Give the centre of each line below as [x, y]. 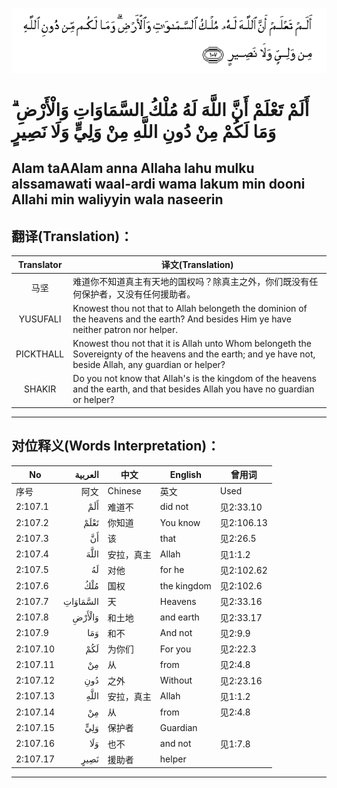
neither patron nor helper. [125, 329]
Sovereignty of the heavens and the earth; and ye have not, [194, 354]
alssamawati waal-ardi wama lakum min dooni [158, 184]
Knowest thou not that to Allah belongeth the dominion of [190, 308]
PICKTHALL [40, 354]
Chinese [124, 491]
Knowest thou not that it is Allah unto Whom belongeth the [192, 344]
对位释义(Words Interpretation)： [116, 446]
